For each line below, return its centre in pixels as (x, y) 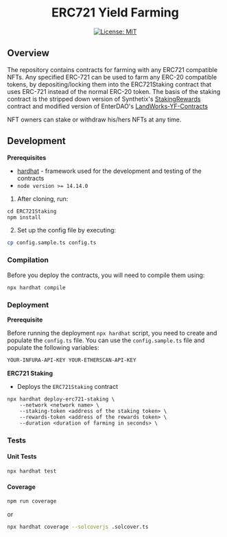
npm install (24, 217)
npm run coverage (32, 501)
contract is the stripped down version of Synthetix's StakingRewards (104, 99)
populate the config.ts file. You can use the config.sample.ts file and (106, 340)
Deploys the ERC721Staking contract (68, 386)
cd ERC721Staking (32, 211)
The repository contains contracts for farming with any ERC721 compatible (112, 69)
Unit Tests (22, 457)
